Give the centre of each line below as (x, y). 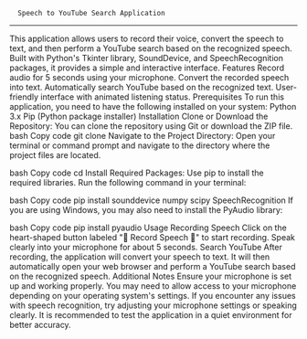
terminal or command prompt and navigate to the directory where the (140, 145)
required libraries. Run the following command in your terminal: (128, 182)
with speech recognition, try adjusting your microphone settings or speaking (153, 305)
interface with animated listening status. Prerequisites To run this (163, 97)
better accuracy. (40, 325)
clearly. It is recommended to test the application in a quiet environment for (151, 315)
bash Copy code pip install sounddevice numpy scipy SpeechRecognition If (152, 200)
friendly (24, 97)
